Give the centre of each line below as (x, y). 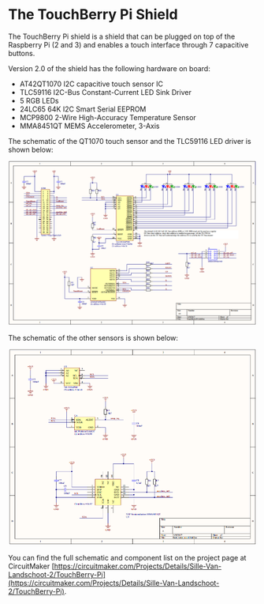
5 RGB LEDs (39, 100)
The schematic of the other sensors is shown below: (93, 338)
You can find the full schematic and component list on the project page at (127, 558)
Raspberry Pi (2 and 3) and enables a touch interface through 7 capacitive (128, 44)
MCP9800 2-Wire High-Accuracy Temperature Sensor (108, 117)
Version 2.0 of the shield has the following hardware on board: (109, 68)
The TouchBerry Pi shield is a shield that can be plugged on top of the (122, 36)
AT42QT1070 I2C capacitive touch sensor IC (91, 84)
